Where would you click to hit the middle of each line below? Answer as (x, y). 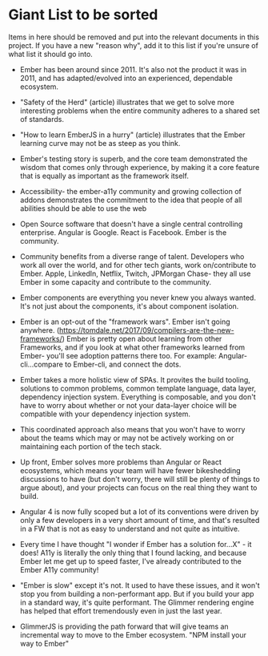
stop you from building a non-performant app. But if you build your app (137, 593)
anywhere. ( (40, 330)
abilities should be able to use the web (83, 208)
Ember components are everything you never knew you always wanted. (138, 298)
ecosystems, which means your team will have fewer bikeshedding (130, 470)
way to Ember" (44, 643)
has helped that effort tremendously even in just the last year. (121, 610)
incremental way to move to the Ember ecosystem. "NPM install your (133, 634)
